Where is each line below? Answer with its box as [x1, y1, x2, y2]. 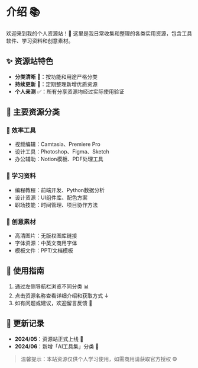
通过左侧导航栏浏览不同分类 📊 [14, 283, 89, 290]
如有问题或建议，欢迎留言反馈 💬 [14, 299, 93, 306]
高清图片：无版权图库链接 [14, 232, 77, 239]
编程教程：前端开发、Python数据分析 [14, 186, 105, 193]
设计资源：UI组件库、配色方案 [14, 194, 87, 201]
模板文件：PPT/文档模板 [14, 247, 74, 254]
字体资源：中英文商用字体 [14, 239, 77, 247]
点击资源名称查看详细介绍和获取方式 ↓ [14, 292, 109, 299]
